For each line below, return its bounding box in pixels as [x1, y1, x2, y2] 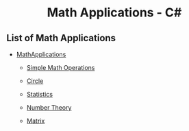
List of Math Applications [6, 32, 116, 44]
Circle [26, 77, 44, 85]
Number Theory [26, 104, 72, 111]
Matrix [26, 117, 45, 125]
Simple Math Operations [26, 64, 95, 71]
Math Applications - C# [47, 5, 182, 21]
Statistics [26, 91, 53, 98]
